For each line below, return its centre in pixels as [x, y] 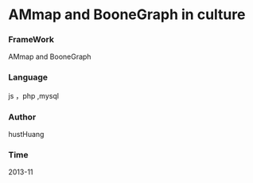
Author [22, 117]
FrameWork [31, 40]
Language [28, 77]
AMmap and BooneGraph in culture [127, 15]
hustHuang [26, 134]
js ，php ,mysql [34, 95]
